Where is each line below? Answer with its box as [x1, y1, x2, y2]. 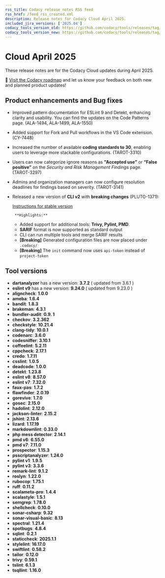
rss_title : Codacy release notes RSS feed [5, 7, 93, 12]
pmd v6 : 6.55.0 [12, 436, 45, 442]
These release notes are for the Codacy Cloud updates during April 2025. [5, 67, 154, 73]
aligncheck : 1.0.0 [12, 290, 48, 296]
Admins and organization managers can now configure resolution [12, 179, 145, 185]
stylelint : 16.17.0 [12, 541, 46, 547]
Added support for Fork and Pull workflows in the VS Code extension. [12, 129, 153, 135]
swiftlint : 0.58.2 [12, 546, 46, 552]
